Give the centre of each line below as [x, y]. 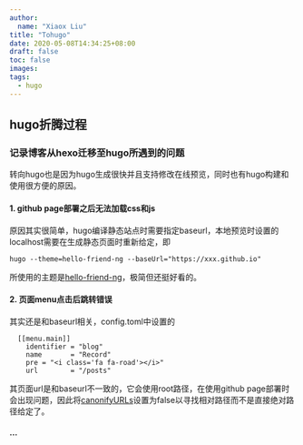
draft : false [34, 52]
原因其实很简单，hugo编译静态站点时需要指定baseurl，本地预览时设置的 [144, 230]
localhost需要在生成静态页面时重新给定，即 [90, 241]
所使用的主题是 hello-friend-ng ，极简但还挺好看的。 [106, 277]
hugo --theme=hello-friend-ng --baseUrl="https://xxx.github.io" [135, 259]
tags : [20, 77]
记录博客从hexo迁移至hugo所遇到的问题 [97, 153]
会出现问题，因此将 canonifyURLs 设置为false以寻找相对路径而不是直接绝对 [148, 399]
